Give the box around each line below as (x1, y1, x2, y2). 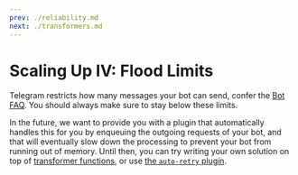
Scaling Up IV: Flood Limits (9, 60, 214, 81)
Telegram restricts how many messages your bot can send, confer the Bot (9, 90, 285, 101)
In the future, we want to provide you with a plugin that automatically (9, 117, 265, 128)
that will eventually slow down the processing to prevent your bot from (9, 136, 272, 147)
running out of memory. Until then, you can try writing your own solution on (9, 146, 290, 157)
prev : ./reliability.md (9, 13, 99, 23)
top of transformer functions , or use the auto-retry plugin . (9, 155, 228, 167)
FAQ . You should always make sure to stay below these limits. (9, 100, 238, 111)
